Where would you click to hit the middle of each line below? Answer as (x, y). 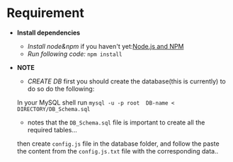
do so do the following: (61, 88)
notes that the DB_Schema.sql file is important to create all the (116, 122)
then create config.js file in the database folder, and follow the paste (118, 144)
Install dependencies (49, 33)
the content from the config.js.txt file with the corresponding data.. (118, 151)
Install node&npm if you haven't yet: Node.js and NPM (106, 46)
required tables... (52, 129)
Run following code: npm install (75, 54)
